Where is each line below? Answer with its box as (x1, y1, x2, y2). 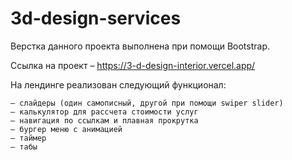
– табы (10, 142, 38, 152)
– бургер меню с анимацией (10, 124, 123, 134)
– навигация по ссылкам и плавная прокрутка (10, 115, 199, 126)
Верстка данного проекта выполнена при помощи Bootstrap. (10, 40, 270, 52)
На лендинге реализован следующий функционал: (10, 78, 227, 91)
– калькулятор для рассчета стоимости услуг (10, 107, 199, 117)
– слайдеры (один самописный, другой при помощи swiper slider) (10, 98, 284, 108)
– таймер (10, 133, 47, 143)
